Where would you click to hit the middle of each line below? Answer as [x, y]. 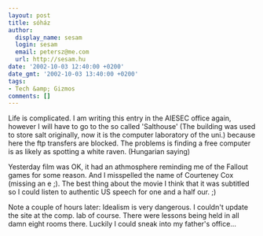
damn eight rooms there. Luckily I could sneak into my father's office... [122, 224]
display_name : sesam [49, 37]
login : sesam [37, 45]
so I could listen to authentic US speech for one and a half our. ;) [112, 192]
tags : [17, 81]
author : [21, 30]
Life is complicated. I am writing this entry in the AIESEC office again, [120, 118]
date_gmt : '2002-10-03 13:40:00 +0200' [73, 74]
